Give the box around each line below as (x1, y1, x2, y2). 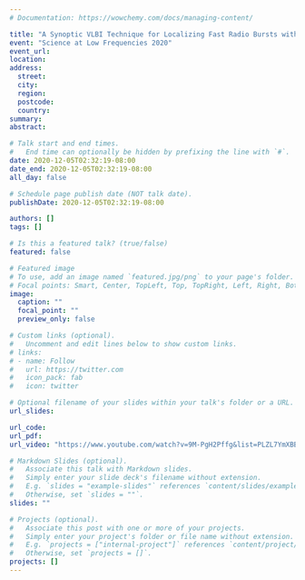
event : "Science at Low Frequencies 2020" (9, 38, 172, 47)
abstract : (9, 123, 47, 132)
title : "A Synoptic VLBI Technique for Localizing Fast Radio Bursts (9, 29, 279, 39)
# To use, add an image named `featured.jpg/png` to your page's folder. (9, 272, 295, 282)
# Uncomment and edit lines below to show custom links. (9, 339, 238, 348)
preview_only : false (17, 315, 95, 324)
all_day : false (9, 173, 67, 182)
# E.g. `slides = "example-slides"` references (9, 482, 202, 491)
